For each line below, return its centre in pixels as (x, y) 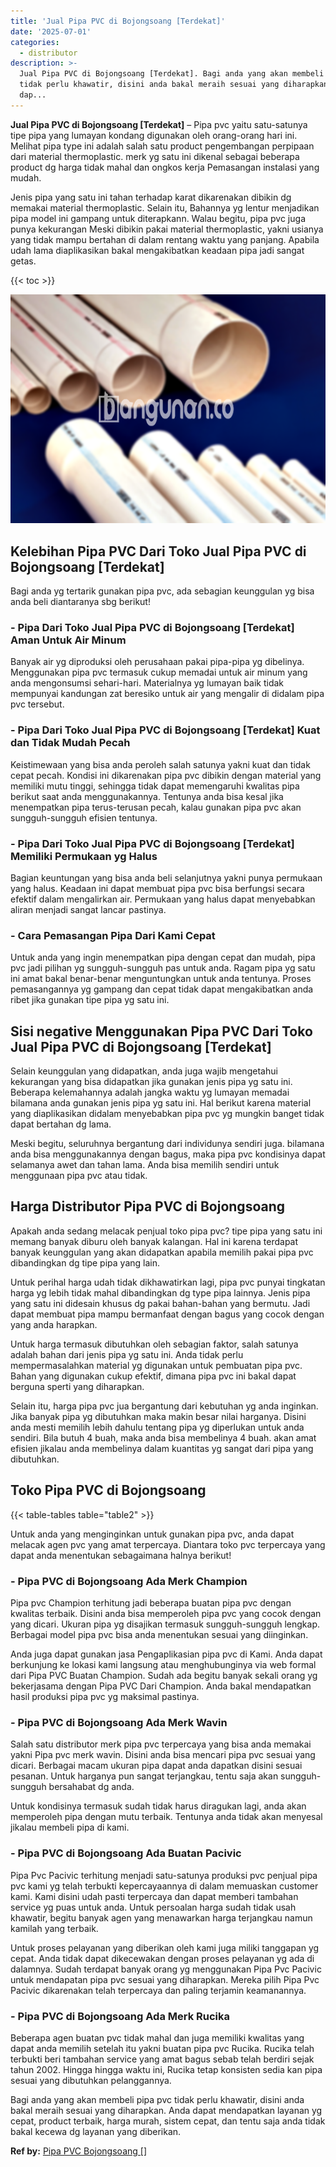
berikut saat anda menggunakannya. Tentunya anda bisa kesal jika (147, 796)
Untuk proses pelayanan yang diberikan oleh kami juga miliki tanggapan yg (165, 1947)
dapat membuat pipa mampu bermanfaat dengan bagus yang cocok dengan (167, 1314)
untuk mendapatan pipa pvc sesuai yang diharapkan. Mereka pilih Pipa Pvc (165, 1979)
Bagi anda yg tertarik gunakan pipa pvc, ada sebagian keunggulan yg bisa (162, 591)
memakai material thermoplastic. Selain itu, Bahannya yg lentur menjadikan (165, 207)
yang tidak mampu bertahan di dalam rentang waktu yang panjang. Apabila (165, 239)
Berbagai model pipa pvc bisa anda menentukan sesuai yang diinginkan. (159, 1635)
